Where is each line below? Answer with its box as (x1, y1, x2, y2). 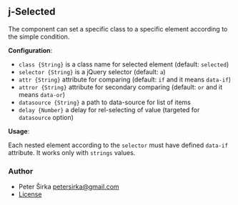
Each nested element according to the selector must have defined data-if (8, 141, 228, 149)
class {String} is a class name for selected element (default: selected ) (18, 60, 229, 69)
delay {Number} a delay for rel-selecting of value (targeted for (18, 105, 200, 114)
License (18, 190, 42, 199)
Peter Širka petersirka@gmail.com (18, 182, 120, 191)
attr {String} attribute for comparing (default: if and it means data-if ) (18, 75, 232, 84)
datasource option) (18, 113, 74, 121)
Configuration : (8, 46, 53, 54)
